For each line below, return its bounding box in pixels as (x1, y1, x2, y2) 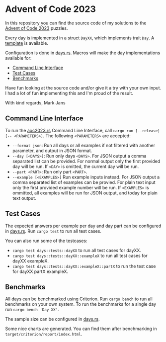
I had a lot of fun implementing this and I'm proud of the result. (5, 90, 133, 96)
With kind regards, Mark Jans (5, 99, 66, 105)
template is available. (5, 40, 49, 46)
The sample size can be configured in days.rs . (5, 316, 100, 322)
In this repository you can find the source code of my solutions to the (5, 20, 147, 26)
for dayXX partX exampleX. (12, 268, 69, 274)
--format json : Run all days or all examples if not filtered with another (12, 142, 156, 148)
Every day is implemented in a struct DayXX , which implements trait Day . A (5, 35, 155, 41)
